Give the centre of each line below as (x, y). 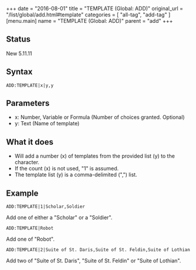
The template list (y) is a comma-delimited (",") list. (76, 175)
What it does (30, 142)
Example (22, 193)
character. (27, 162)
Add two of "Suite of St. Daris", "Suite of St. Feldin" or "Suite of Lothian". (94, 261)
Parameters (28, 103)
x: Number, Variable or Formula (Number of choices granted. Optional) (99, 117)
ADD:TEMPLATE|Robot (30, 228)
